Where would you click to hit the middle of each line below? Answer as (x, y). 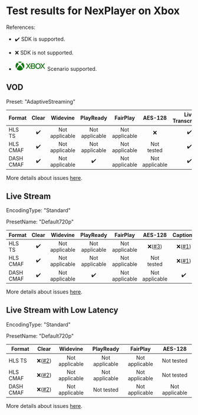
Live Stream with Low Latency (62, 310)
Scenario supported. (72, 68)
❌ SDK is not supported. (44, 52)
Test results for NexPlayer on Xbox (93, 11)
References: (21, 27)
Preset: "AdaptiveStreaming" (41, 101)
